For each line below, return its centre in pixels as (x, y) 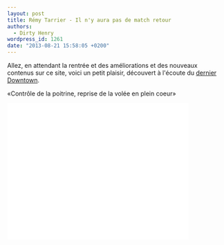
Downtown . (24, 80)
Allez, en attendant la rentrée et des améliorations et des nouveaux (103, 65)
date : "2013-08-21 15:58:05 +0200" (58, 46)
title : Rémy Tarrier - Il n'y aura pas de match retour (89, 20)
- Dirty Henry (34, 33)
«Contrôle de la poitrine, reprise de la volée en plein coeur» (92, 93)
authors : (20, 26)
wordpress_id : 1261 (35, 39)
